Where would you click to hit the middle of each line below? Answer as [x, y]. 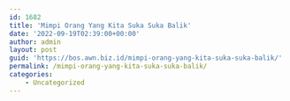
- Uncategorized [55, 83]
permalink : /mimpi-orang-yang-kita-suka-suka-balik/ [108, 67]
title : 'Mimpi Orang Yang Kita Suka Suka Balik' [100, 25]
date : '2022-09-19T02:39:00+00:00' [75, 33]
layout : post [33, 50]
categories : [31, 75]
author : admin [35, 42]
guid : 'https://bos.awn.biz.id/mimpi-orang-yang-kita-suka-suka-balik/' [146, 58]
